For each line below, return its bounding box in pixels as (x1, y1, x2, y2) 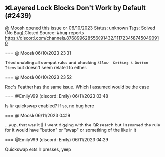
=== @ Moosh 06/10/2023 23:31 (5, 50, 71, 56)
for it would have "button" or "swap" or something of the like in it (5, 127, 137, 133)
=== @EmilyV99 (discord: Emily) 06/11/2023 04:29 (5, 136, 108, 142)
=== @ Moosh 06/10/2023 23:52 (5, 74, 72, 80)
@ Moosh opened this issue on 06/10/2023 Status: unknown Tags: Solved (5, 25, 155, 31)
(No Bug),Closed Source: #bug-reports (5, 30, 84, 36)
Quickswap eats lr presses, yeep (5, 146, 71, 152)
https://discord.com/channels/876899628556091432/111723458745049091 (5, 35, 159, 41)
